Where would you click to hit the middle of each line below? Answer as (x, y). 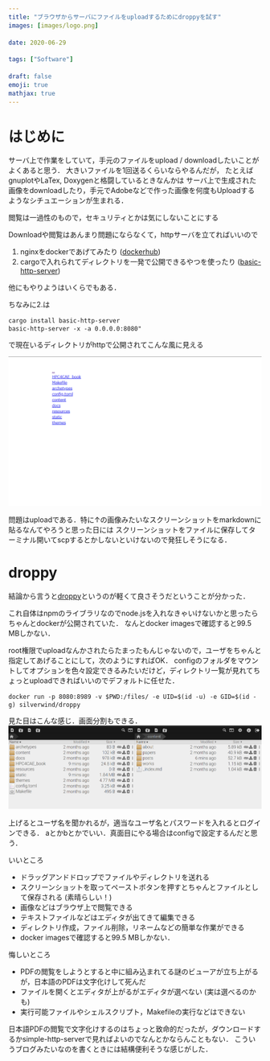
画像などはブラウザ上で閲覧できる (76, 907)
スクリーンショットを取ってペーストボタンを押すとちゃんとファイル (132, 887)
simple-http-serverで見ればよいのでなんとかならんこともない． (127, 1039)
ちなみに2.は (29, 305)
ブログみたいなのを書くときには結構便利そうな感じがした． (114, 1049)
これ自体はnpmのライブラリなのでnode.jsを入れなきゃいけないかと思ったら (133, 613)
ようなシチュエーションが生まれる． (68, 200)
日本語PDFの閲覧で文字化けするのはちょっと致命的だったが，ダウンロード (131, 1029)
